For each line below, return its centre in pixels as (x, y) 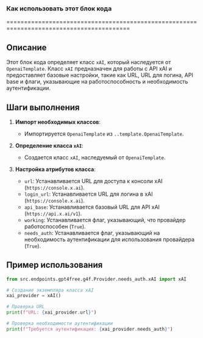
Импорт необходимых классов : (58, 122)
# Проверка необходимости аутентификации (60, 324)
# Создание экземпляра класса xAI (50, 290)
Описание (27, 47)
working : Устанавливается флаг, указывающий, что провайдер (105, 220)
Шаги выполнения (43, 107)
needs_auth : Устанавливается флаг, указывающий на (92, 232)
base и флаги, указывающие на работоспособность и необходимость (97, 82)
